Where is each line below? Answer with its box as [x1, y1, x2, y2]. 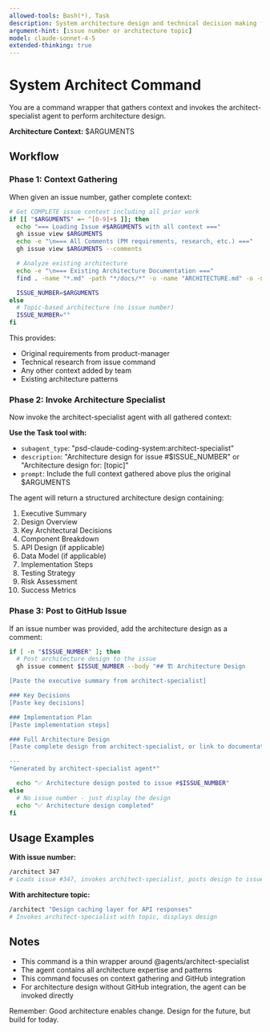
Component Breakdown [20, 534, 99, 544]
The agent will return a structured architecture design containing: [9, 493, 224, 503]
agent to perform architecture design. [42, 111, 167, 121]
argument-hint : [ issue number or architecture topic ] [9, 26, 193, 34]
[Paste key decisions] [9, 698, 85, 706]
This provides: [9, 334, 57, 342]
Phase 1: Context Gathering [9, 174, 119, 185]
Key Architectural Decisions [20, 526, 113, 536]
